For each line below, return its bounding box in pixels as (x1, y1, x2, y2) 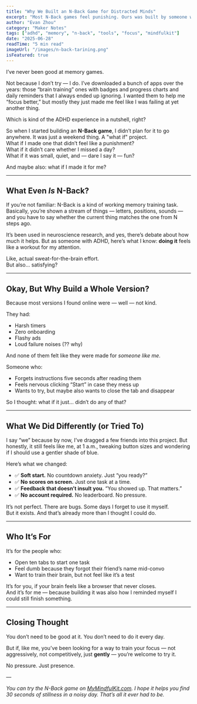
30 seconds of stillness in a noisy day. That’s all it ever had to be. (6, 691, 165, 698)
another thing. (6, 104, 40, 111)
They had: (6, 311, 30, 318)
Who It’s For (6, 532, 51, 542)
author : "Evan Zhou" (6, 19, 57, 25)
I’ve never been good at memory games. (6, 68, 104, 75)
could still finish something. (6, 595, 72, 602)
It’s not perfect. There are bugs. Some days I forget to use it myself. (6, 503, 169, 510)
